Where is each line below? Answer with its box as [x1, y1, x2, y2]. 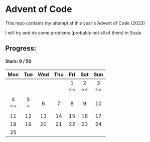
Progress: [5, 44, 37, 53]
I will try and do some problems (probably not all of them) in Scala [5, 29, 141, 35]
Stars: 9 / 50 [5, 58, 32, 64]
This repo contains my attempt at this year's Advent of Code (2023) [5, 20, 145, 26]
